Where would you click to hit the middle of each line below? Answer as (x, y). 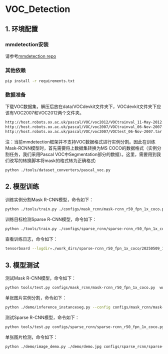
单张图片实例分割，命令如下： (36, 298)
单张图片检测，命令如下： (31, 337)
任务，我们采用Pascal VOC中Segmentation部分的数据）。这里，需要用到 (83, 154)
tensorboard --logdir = (29, 248)
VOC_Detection (38, 9)
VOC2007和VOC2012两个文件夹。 (49, 113)
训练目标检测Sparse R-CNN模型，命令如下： (51, 219)
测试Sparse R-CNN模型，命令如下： (42, 317)
